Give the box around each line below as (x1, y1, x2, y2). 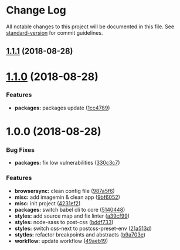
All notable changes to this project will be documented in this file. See (6, 23, 175, 30)
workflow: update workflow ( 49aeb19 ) (14, 237, 108, 244)
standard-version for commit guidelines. (6, 29, 103, 36)
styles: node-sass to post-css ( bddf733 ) (14, 218, 114, 225)
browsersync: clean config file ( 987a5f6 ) (14, 187, 116, 194)
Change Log (6, 4, 66, 17)
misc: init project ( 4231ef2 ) (14, 199, 81, 206)
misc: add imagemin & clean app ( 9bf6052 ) (14, 194, 120, 201)
